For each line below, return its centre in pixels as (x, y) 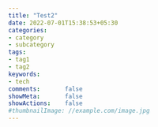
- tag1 (19, 60)
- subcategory (32, 45)
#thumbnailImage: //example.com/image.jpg (79, 111)
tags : (17, 52)
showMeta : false (45, 96)
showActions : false (45, 103)
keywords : (24, 74)
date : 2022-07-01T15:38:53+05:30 (63, 23)
